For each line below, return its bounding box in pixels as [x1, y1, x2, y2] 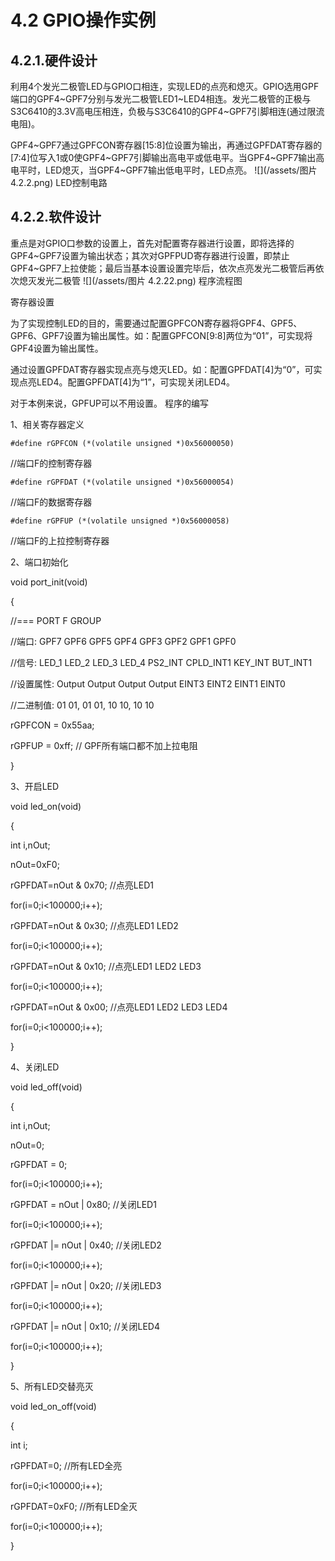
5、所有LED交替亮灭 [10, 1380, 94, 1392]
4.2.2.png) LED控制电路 [10, 177, 108, 188]
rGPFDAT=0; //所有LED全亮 [10, 1459, 123, 1471]
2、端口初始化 [10, 556, 69, 568]
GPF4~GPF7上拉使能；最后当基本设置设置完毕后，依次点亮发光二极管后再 [10, 262, 316, 274]
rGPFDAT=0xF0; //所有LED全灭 [10, 1500, 138, 1512]
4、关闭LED [10, 1061, 60, 1073]
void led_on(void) [10, 800, 82, 812]
